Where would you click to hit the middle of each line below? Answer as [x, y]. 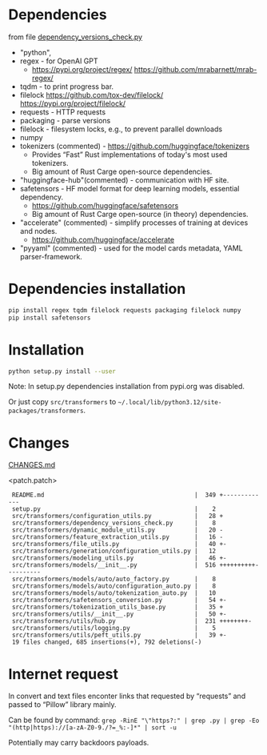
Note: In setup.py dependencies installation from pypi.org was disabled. [127, 387]
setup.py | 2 [114, 509]
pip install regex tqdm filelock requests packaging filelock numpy [125, 310]
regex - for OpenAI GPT [59, 61]
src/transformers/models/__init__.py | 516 [114, 565]
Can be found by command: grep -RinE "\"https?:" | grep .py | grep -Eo [134, 720]
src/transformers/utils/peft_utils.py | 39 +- [119, 635]
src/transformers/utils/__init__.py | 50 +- [119, 614]
